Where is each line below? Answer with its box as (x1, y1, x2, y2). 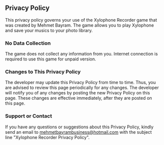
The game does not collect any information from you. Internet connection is (5, 51, 158, 57)
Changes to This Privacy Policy (5, 68, 81, 75)
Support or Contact (5, 113, 53, 119)
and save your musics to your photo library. (5, 27, 93, 33)
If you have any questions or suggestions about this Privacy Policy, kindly (5, 124, 154, 130)
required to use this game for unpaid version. (5, 56, 96, 62)
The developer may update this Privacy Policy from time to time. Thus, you (5, 80, 156, 86)
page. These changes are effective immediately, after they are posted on (5, 95, 152, 101)
